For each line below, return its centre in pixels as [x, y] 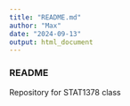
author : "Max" [36, 26]
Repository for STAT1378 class [65, 92]
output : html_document [51, 42]
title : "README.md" [45, 17]
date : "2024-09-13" [45, 34]
